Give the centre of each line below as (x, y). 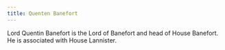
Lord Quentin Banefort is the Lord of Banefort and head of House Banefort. (113, 33)
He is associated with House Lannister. (62, 40)
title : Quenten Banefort (43, 13)
